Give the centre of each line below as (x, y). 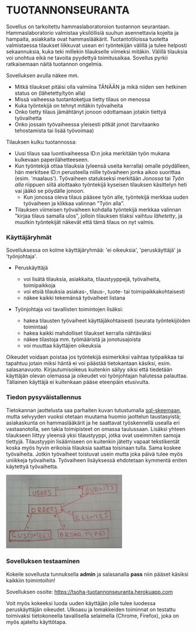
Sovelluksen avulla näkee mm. (43, 75)
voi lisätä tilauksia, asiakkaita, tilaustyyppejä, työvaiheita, (92, 279)
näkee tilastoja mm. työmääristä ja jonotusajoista (82, 339)
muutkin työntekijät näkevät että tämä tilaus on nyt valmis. (85, 222)
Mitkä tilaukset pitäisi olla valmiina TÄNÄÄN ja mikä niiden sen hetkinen (100, 86)
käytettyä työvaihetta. (32, 466)
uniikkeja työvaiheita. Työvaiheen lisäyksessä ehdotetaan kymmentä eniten (97, 460)
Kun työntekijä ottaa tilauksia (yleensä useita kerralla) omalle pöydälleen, (102, 166)
